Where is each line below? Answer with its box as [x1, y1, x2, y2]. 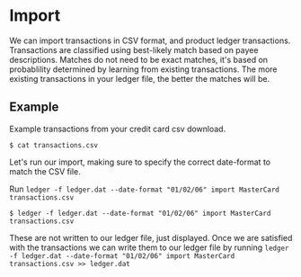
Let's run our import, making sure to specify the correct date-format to [9, 156, 271, 167]
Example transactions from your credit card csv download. [9, 123, 226, 134]
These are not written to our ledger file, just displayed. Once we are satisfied [9, 232, 293, 243]
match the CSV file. [9, 165, 81, 176]
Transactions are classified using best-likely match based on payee [9, 44, 259, 55]
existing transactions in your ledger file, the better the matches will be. [9, 73, 270, 84]
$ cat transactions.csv [9, 140, 99, 149]
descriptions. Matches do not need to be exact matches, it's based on [9, 54, 268, 65]
